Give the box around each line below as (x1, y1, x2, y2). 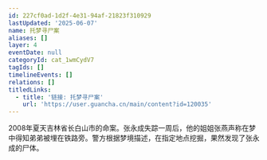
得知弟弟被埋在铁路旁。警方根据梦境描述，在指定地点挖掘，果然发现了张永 (14, 133, 260, 143)
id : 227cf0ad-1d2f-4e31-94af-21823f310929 (8, 11, 151, 20)
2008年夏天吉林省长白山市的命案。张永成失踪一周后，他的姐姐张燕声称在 (8, 123, 249, 133)
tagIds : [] (8, 64, 45, 72)
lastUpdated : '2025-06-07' (8, 19, 98, 27)
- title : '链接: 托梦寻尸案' (15, 93, 104, 101)
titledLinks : (8, 85, 52, 94)
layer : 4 (8, 41, 37, 49)
